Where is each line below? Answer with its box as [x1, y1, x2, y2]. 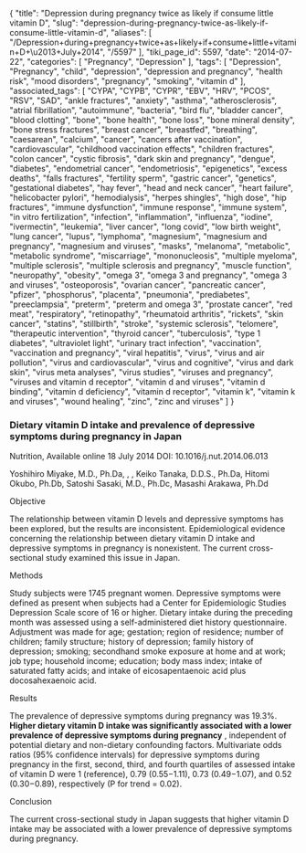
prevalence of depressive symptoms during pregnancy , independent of [9, 730, 287, 741]
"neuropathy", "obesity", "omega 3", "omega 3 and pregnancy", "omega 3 [9, 269, 288, 280]
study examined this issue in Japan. [45, 553, 181, 563]
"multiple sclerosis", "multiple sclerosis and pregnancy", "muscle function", [9, 260, 292, 270]
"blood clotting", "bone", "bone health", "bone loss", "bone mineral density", [9, 114, 295, 125]
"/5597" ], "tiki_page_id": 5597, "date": [107, 47, 252, 58]
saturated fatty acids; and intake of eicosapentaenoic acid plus [9, 666, 247, 677]
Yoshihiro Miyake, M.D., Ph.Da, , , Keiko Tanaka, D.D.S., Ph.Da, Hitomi [9, 469, 269, 479]
